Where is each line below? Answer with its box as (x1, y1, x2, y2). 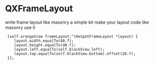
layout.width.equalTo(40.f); (14, 38, 74, 43)
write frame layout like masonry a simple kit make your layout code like (5, 19, 149, 25)
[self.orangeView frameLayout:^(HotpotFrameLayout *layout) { (7, 34, 138, 39)
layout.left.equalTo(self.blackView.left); (14, 47, 105, 52)
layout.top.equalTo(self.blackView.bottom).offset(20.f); (14, 51, 136, 56)
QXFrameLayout (5, 3, 73, 14)
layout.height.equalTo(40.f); (14, 42, 77, 47)
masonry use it (5, 24, 36, 30)
